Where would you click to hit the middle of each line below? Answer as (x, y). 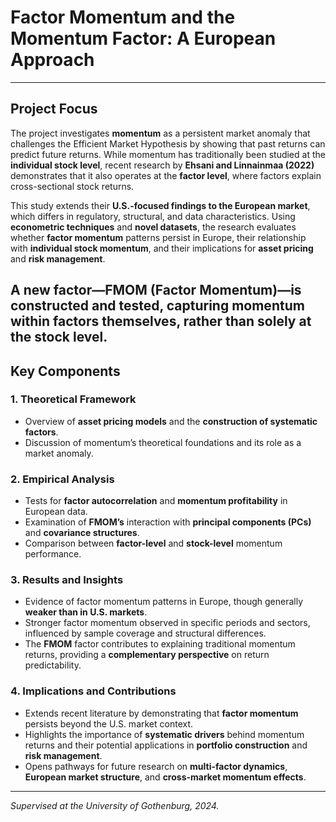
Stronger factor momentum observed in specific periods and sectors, (167, 623)
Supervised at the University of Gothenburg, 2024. (115, 805)
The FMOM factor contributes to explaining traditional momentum (160, 644)
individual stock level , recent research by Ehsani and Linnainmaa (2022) (162, 165)
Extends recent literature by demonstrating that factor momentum (161, 713)
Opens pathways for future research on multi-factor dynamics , (156, 766)
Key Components (65, 371)
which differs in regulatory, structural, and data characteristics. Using (153, 216)
